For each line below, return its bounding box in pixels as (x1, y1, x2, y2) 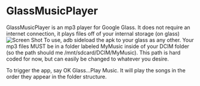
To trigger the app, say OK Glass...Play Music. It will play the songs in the (6, 66, 186, 74)
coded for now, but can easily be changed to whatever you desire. (6, 55, 169, 62)
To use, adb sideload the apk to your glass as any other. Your (44, 36, 194, 43)
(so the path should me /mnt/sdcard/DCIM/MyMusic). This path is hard (6, 49, 181, 56)
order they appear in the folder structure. (6, 73, 107, 80)
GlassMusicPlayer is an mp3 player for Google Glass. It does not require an (6, 24, 190, 31)
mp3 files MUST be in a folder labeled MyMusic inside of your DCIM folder (6, 43, 190, 50)
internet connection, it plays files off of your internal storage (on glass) (6, 30, 180, 37)
